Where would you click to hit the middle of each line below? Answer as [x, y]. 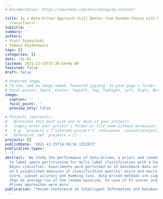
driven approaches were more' [40, 185]
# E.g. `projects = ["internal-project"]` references [63, 131]
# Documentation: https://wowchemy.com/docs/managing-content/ [70, 9]
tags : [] [14, 50]
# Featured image [23, 81]
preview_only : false [30, 108]
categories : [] [20, 54]
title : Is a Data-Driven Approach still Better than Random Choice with [80, 18]
